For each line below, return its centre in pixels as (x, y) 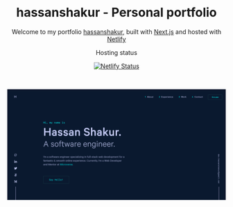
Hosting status (116, 52)
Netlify (116, 39)
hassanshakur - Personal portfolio (116, 13)
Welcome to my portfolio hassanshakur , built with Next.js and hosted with (116, 31)
